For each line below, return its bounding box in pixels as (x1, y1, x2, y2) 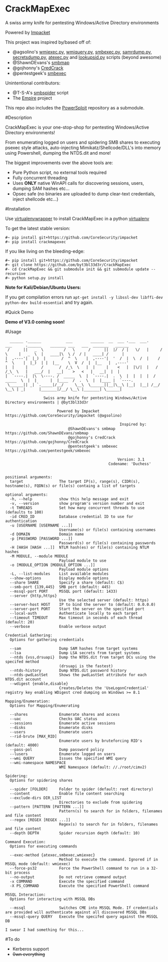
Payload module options (59, 567, 109, 572)
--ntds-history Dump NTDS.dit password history (10, 668, 127, 673)
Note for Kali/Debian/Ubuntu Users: (5, 284, 81, 290)
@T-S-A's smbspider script (12, 89, 69, 95)
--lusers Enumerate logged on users (10, 752, 115, 757)
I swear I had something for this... (5, 927, 84, 932)
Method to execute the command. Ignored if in (59, 857, 158, 862)
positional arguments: (5, 474, 53, 480)
